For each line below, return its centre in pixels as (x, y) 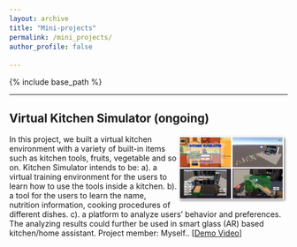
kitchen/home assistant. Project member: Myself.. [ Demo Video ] (126, 233)
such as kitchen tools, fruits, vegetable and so (93, 158)
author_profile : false (51, 47)
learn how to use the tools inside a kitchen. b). (93, 186)
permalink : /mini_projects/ (61, 37)
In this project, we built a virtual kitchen (81, 139)
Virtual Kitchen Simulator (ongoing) (109, 118)
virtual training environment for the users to (88, 176)
